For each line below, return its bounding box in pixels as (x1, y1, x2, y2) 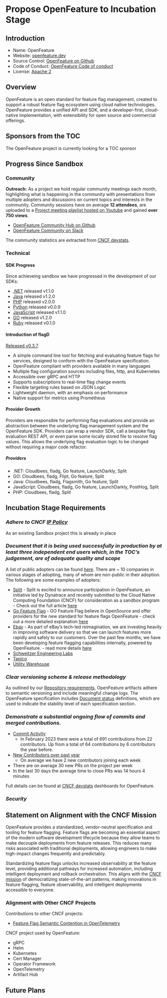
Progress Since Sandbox (5, 160, 83, 168)
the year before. (20, 747, 54, 753)
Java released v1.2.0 (12, 293, 55, 299)
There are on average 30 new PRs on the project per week (12, 763, 133, 769)
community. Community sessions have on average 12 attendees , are (5, 202, 146, 208)
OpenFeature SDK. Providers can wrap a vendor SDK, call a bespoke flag (5, 428, 156, 434)
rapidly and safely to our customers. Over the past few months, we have (12, 634, 161, 640)
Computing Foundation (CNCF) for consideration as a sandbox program (12, 597, 160, 603)
